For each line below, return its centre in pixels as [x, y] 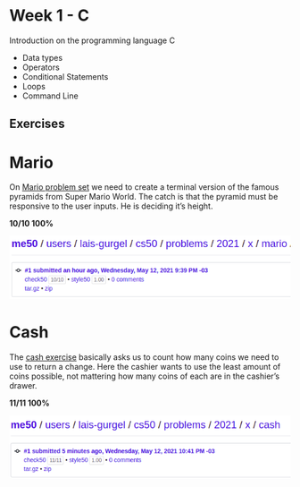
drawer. [23, 385]
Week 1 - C [50, 16]
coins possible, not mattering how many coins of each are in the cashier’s [145, 376]
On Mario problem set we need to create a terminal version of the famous [144, 187]
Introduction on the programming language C [92, 40]
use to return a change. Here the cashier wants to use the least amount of [145, 366]
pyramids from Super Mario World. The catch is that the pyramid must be [144, 197]
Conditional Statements [65, 76]
